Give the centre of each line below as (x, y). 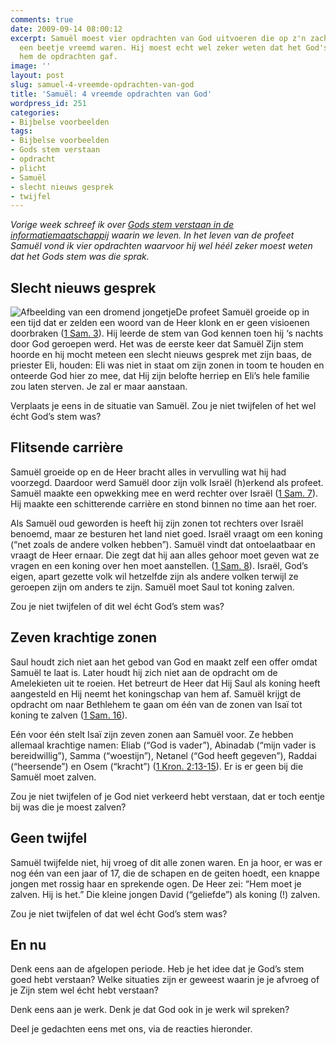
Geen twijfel (49, 838)
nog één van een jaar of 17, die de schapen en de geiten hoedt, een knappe (165, 873)
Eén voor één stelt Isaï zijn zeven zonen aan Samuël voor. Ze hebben (152, 734)
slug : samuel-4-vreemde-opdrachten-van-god (102, 85)
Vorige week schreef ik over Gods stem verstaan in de (122, 225)
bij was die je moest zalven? (68, 807)
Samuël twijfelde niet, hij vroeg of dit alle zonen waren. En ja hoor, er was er (166, 862)
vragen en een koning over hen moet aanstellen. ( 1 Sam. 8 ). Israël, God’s (159, 565)
